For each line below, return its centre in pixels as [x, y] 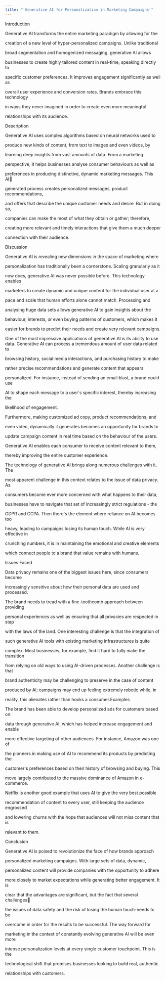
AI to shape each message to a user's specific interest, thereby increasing [81, 392]
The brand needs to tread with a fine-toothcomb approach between [74, 602]
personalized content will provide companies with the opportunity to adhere [82, 870]
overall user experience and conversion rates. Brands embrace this [73, 91]
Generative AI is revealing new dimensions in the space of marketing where [82, 256]
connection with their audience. [37, 237]
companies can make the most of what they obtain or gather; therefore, [78, 218]
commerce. [17, 783]
